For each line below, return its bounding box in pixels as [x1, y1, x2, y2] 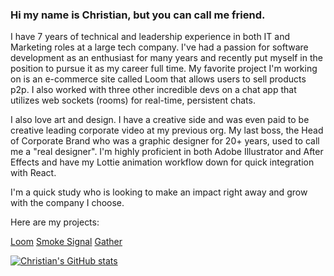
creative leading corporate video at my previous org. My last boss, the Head [10, 124, 324, 137]
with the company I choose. [10, 197, 125, 209]
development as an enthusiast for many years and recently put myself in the [10, 52, 323, 64]
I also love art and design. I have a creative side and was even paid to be [10, 114, 310, 126]
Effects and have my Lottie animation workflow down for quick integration [10, 156, 315, 168]
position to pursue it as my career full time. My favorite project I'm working [10, 63, 318, 75]
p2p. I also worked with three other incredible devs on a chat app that [10, 84, 297, 96]
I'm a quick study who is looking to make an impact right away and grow [10, 186, 308, 198]
